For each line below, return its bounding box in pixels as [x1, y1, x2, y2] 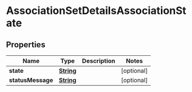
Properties [6, 40, 46, 49]
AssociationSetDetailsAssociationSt [6, 4, 187, 17]
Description [81, 57, 116, 65]
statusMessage [9, 76, 54, 84]
